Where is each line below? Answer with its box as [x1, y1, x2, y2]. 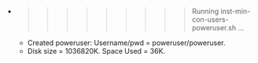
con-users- [191, 15, 230, 24]
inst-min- [219, 7, 251, 16]
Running [191, 7, 219, 16]
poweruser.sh [191, 23, 237, 32]
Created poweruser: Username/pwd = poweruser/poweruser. [27, 38, 226, 47]
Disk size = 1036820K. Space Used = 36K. [27, 47, 166, 55]
